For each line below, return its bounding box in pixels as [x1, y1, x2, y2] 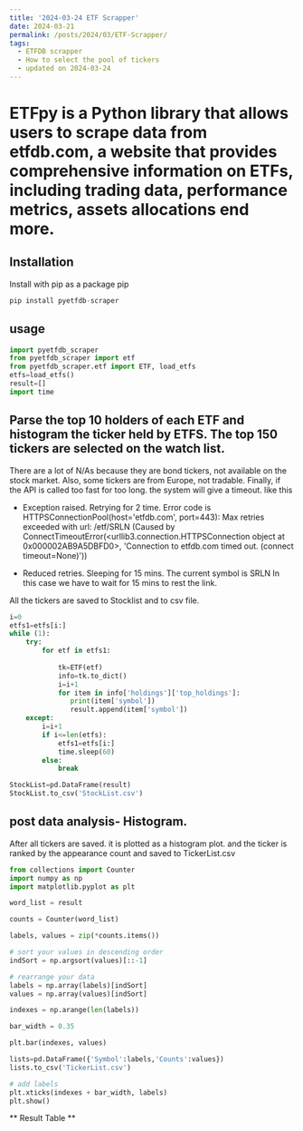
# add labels [9, 1079, 59, 1088]
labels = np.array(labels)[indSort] [9, 980, 147, 990]
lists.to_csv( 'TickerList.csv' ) [9, 1063, 131, 1072]
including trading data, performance [9, 180, 288, 200]
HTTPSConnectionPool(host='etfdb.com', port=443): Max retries [22, 512, 265, 522]
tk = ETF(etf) [57, 663, 103, 672]
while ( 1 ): [9, 629, 51, 639]
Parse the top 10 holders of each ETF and [9, 413, 245, 428]
